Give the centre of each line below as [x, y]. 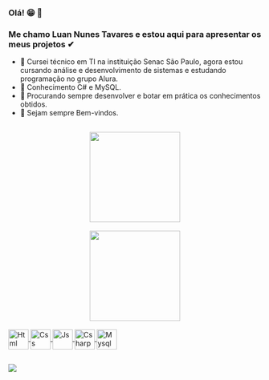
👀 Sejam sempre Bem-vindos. [69, 113]
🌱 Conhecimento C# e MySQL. [71, 87]
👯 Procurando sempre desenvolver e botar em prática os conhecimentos [140, 96]
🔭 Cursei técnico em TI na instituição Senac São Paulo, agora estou [131, 62]
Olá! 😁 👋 [25, 13]
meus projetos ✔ [41, 44]
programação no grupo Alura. [69, 79]
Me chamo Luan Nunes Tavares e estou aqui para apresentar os [135, 34]
